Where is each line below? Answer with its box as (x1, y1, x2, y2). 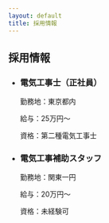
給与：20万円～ (19, 189, 72, 199)
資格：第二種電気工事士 (19, 131, 97, 140)
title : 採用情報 (8, 19, 57, 27)
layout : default (8, 11, 62, 20)
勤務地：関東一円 (19, 172, 76, 182)
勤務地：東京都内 (19, 97, 76, 107)
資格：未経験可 (19, 206, 69, 217)
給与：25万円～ (19, 114, 71, 124)
